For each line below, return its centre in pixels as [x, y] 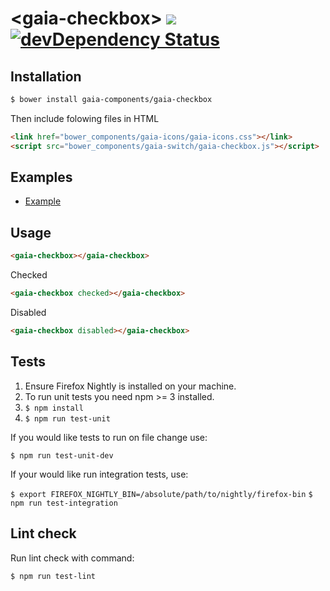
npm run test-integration [64, 503]
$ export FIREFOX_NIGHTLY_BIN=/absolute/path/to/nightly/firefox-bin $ [161, 494]
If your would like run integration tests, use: [99, 474]
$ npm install [54, 408]
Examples [41, 177]
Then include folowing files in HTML [85, 118]
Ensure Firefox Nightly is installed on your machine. [130, 386]
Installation [46, 76]
